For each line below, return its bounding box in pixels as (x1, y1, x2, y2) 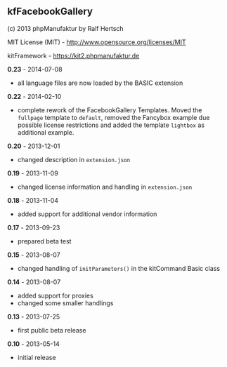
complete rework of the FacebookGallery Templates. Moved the (17, 105, 202, 114)
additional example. (17, 128, 74, 136)
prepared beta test (17, 236, 72, 245)
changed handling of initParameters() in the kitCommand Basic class (17, 264, 220, 272)
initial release (17, 353, 56, 361)
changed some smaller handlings (17, 298, 114, 307)
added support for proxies (17, 291, 93, 300)
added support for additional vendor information (17, 210, 157, 218)
